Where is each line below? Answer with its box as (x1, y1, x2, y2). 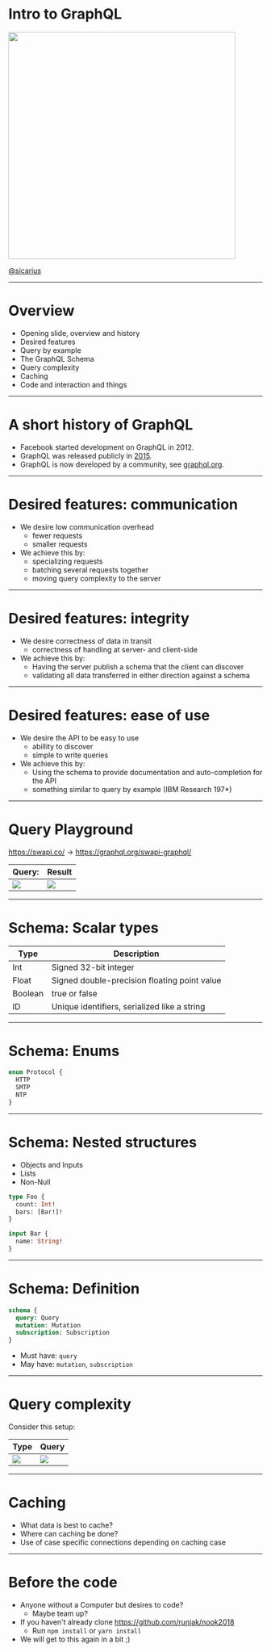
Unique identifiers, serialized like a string (51, 1000, 206, 1012)
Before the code (8, 1574, 118, 1591)
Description (113, 948, 160, 959)
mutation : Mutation (15, 1321, 81, 1329)
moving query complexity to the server (31, 573, 161, 583)
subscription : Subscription (15, 1329, 110, 1337)
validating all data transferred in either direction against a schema (31, 670, 250, 680)
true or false (51, 987, 98, 999)
